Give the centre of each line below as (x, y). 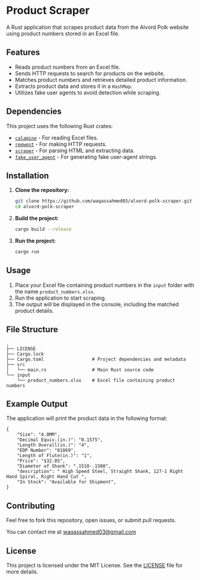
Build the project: (37, 218)
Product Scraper (48, 11)
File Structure (32, 329)
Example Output (37, 404)
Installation (28, 175)
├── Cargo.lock (25, 354)
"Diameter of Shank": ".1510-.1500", (64, 466)
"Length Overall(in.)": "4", (53, 445)
